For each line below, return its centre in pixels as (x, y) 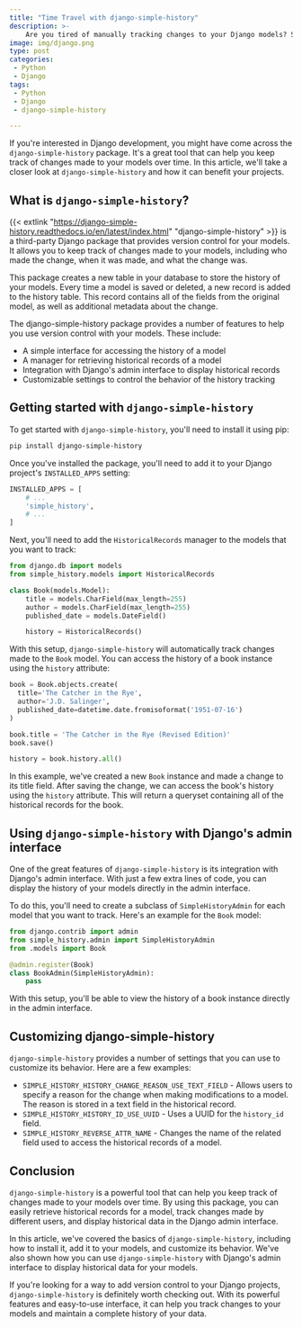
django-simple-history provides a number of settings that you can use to (145, 1058)
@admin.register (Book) (52, 964)
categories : (31, 59)
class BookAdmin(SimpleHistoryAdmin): (82, 973)
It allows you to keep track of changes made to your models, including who (148, 251)
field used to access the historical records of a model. (122, 1143)
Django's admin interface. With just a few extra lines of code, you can (138, 879)
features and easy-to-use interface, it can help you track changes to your (145, 1304)
